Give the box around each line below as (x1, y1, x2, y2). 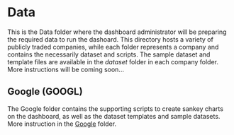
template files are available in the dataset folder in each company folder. (7, 57, 218, 66)
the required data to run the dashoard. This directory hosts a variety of (7, 35, 214, 43)
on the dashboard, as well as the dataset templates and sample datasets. (7, 112, 221, 120)
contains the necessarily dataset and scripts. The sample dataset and (7, 50, 211, 59)
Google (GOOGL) (7, 86, 83, 98)
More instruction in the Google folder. (7, 119, 117, 128)
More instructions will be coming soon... (7, 65, 124, 74)
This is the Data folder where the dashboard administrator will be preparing (7, 28, 227, 36)
